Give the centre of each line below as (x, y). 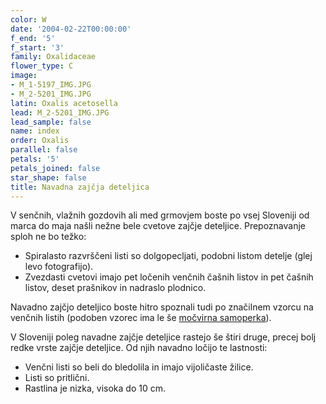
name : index (35, 131)
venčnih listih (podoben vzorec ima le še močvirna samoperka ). (141, 318)
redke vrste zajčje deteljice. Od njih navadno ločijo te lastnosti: (139, 348)
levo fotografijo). (59, 267)
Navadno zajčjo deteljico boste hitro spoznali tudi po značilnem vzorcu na (162, 307)
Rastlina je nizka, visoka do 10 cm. (95, 388)
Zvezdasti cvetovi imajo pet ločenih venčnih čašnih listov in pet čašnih (169, 277)
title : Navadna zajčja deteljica (80, 187)
